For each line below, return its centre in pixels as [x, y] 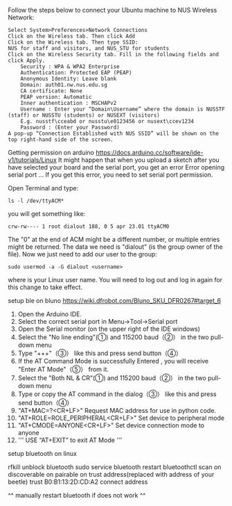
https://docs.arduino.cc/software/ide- [149, 153]
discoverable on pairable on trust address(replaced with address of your [111, 474]
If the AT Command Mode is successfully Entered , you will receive [113, 361]
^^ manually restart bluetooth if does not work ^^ [77, 495]
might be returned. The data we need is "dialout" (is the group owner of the [116, 247]
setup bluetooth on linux [42, 454]
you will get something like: [47, 214]
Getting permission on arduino [51, 153]
